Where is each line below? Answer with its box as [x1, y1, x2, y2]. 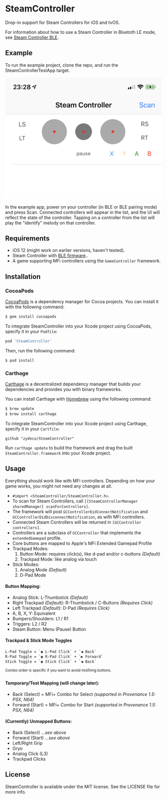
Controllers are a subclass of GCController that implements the [12, 530, 142, 536]
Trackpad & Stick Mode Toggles [5, 638, 72, 644]
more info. [5, 789, 26, 795]
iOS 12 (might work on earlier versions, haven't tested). [12, 247, 125, 253]
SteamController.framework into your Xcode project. [5, 450, 112, 456]
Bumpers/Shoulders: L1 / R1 [12, 615, 69, 621]
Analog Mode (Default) [19, 567, 67, 572]
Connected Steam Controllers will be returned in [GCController [12, 519, 142, 525]
